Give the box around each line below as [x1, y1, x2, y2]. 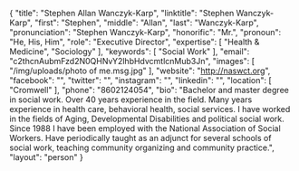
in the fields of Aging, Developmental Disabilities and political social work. [9, 113, 285, 124]
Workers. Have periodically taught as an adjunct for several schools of [9, 133, 272, 143]
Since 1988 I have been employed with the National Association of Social [9, 123, 281, 134]
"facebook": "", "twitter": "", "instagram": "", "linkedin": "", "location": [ [9, 75, 272, 85]
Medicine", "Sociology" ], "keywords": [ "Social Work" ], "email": [9, 46, 250, 57]
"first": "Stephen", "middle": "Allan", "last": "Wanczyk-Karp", [34, 17, 259, 28]
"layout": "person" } [9, 152, 83, 162]
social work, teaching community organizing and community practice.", [9, 142, 275, 153]
